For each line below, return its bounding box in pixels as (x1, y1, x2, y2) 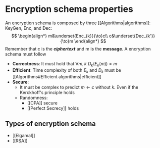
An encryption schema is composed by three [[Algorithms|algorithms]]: (5, 20, 151, 26)
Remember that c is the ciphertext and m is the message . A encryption (5, 46, 151, 51)
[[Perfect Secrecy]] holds (27, 105, 79, 111)
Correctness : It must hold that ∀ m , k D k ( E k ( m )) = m (12, 60, 117, 68)
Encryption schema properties (5, 3, 134, 15)
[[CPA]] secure (27, 100, 58, 106)
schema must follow (5, 51, 46, 57)
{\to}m (60, 38, 73, 44)
